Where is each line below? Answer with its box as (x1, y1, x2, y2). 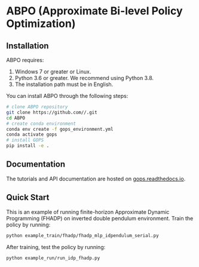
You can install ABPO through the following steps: (6, 93, 128, 99)
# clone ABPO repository (6, 104, 68, 110)
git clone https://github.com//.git (6, 109, 97, 115)
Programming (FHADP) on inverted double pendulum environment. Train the (6, 214, 194, 222)
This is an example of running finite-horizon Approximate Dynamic (6, 208, 170, 216)
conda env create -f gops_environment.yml (6, 126, 114, 132)
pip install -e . (6, 143, 50, 149)
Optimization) (6, 17, 76, 30)
